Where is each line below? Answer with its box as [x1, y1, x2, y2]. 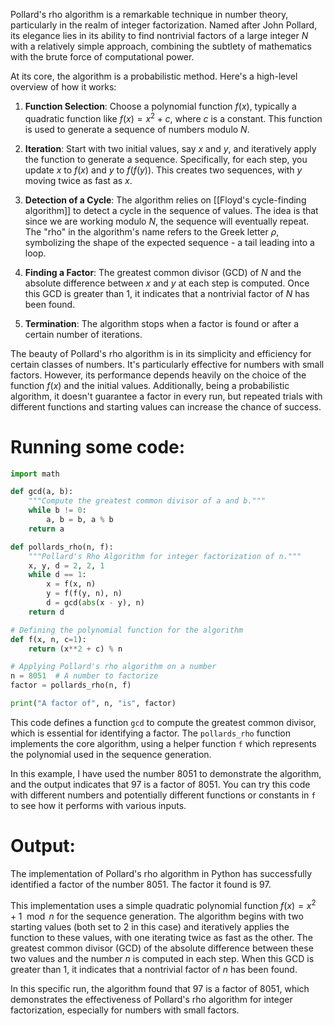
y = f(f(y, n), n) [46, 589, 123, 599]
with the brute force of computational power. [10, 51, 195, 63]
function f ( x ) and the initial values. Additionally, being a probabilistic [10, 379, 290, 391]
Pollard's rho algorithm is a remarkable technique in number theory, [10, 9, 289, 20]
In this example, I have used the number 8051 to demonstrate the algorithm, [10, 767, 322, 779]
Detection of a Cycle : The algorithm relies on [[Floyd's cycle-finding [24, 194, 307, 206]
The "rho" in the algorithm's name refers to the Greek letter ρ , [24, 225, 280, 238]
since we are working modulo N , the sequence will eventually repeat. [24, 215, 310, 227]
